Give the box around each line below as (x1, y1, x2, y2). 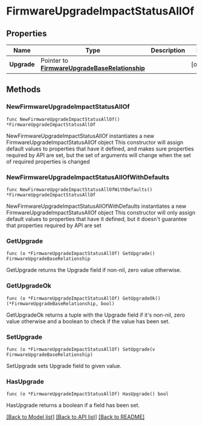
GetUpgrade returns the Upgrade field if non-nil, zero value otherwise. (6, 266, 182, 274)
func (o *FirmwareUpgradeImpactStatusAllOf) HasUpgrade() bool (6, 391, 169, 397)
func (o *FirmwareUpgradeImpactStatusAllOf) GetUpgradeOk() (6, 295, 161, 302)
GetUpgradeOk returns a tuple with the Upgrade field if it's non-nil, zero (6, 311, 185, 318)
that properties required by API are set (6, 222, 101, 229)
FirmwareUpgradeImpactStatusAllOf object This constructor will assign (6, 138, 184, 146)
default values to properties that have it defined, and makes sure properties (6, 145, 195, 152)
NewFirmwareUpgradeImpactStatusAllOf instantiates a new (6, 132, 155, 140)
